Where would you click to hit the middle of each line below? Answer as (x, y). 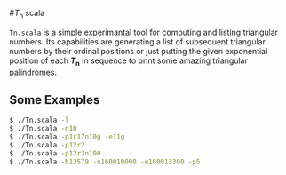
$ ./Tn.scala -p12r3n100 (55, 153)
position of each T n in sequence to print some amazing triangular (129, 61)
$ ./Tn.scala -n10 (43, 129)
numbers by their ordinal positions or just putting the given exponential (139, 51)
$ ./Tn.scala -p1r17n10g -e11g (67, 137)
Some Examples (55, 100)
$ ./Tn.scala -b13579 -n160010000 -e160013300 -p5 (105, 162)
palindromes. (33, 72)
